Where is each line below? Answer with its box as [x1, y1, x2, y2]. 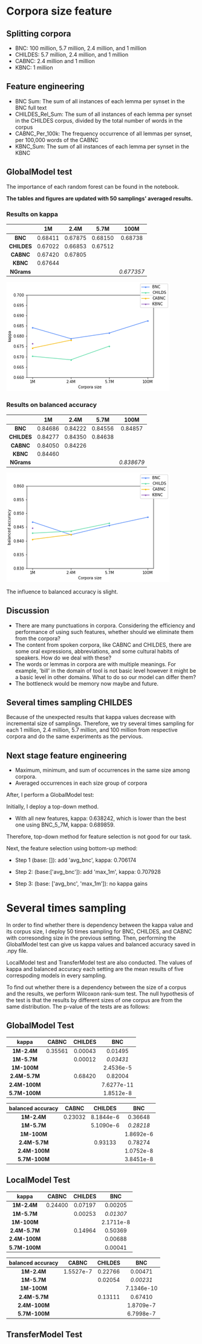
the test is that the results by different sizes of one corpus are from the [6, 997, 183, 1004]
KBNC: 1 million [15, 64, 53, 71]
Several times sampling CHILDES [6, 697, 133, 708]
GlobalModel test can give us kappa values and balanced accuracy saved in [6, 941, 195, 948]
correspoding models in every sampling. [6, 972, 107, 979]
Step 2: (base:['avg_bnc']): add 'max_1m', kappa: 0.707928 [15, 868, 161, 876]
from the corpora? [15, 635, 60, 642]
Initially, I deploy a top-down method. [6, 803, 99, 810]
